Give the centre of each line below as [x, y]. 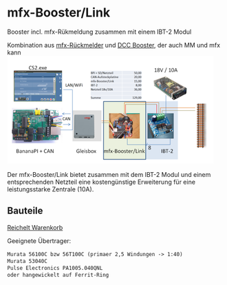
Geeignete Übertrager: [39, 241]
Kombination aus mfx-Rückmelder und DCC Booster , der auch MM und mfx [114, 45]
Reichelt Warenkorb [35, 227]
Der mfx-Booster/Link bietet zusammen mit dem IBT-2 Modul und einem [109, 174]
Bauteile [25, 211]
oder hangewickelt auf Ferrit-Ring [58, 275]
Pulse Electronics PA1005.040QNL [55, 268]
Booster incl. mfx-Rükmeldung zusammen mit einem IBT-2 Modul [99, 32]
